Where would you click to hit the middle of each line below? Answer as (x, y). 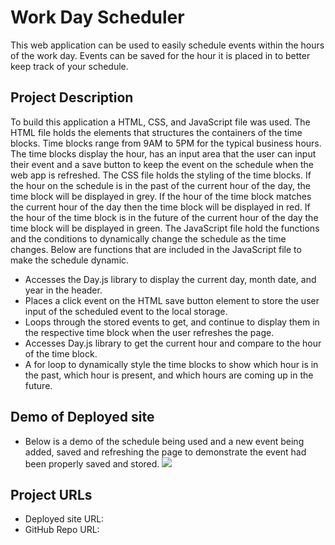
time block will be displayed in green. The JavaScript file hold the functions (165, 228)
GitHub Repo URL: (62, 530)
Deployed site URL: (64, 519)
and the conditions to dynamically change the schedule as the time (148, 238)
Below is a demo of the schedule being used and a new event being (164, 441)
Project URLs (51, 494)
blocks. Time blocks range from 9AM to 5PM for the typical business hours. (166, 143)
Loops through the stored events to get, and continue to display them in (172, 322)
